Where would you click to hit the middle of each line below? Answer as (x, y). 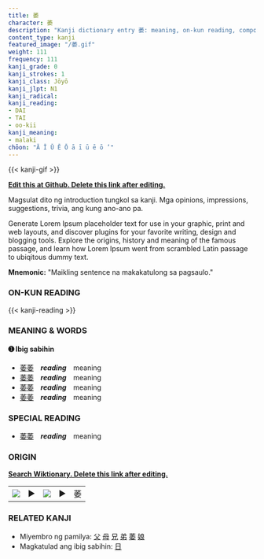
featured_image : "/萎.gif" (52, 45)
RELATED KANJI (40, 518)
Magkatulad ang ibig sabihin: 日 (70, 546)
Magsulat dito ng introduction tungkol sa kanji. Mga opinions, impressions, (128, 200)
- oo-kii (22, 125)
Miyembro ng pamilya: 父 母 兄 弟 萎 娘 (82, 536)
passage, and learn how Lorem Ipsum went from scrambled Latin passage (128, 249)
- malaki (22, 140)
